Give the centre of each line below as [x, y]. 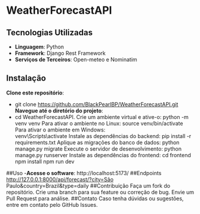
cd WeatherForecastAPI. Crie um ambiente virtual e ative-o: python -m [102, 117]
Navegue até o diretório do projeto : [59, 111]
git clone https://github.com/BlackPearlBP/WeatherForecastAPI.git [96, 104]
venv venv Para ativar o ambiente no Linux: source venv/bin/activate [99, 123]
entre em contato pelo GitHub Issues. [52, 204]
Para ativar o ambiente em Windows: [60, 130]
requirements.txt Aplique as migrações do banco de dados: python [97, 142]
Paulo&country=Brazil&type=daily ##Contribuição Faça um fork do [88, 185]
